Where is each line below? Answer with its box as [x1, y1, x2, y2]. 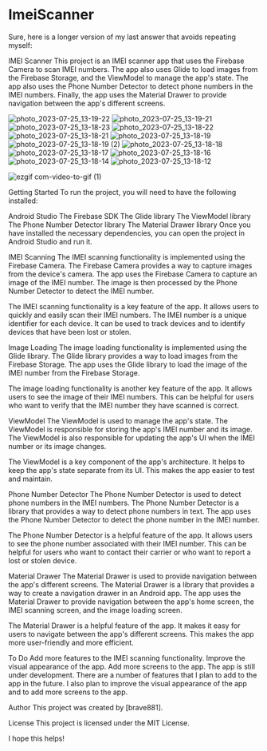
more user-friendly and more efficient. [8, 638, 134, 647]
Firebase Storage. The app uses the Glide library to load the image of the [8, 360, 248, 369]
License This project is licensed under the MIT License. [8, 717, 190, 728]
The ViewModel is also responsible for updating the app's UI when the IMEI [8, 433, 255, 443]
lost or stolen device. [8, 555, 77, 565]
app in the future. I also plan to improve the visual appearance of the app [8, 678, 247, 688]
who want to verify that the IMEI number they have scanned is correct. [8, 400, 240, 410]
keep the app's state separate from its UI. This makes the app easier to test [8, 465, 255, 475]
